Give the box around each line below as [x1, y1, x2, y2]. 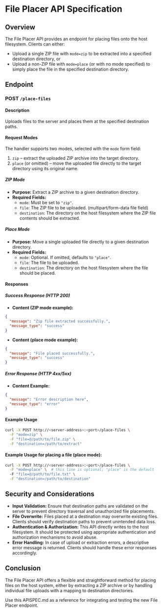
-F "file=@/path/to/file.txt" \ [9, 472, 76, 477]
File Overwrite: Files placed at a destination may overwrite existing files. [12, 513, 159, 519]
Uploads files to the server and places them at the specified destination [5, 118, 149, 124]
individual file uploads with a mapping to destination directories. [5, 587, 134, 593]
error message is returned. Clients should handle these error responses [12, 544, 157, 550]
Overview [5, 23, 36, 31]
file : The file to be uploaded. [19, 259, 79, 265]
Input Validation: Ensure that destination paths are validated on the [12, 503, 148, 509]
